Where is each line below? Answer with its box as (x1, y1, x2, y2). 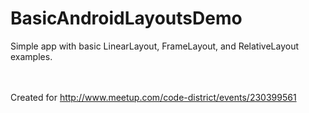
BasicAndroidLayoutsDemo (10, 7, 243, 30)
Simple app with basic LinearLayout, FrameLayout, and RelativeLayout (10, 40, 300, 52)
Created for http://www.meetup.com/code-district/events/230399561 (10, 91, 297, 103)
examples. (10, 50, 53, 62)
